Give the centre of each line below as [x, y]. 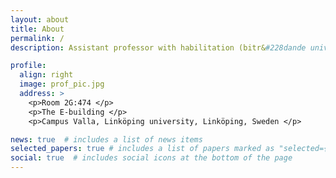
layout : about [40, 19]
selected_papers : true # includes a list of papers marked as [142, 149]
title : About [37, 29]
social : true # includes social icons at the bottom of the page [151, 158]
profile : [28, 66]
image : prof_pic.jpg [62, 84]
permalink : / [37, 38]
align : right [46, 75]
